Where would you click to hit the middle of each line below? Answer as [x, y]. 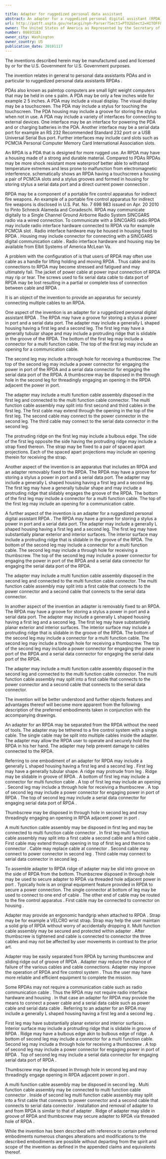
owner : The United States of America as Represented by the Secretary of [83, 28]
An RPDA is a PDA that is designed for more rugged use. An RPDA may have [83, 152]
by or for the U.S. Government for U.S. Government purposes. [68, 65]
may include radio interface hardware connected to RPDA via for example [80, 225]
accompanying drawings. [31, 715]
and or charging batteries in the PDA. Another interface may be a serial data [82, 127]
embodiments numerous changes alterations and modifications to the [76, 1136]
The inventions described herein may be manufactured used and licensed [80, 61]
